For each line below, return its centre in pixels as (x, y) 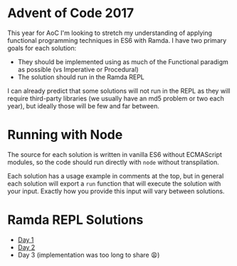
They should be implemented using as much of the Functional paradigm (123, 61)
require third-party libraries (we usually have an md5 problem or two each (116, 98)
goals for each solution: (42, 48)
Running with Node (65, 135)
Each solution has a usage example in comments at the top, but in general (116, 175)
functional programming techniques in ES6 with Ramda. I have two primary (117, 40)
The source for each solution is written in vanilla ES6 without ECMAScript (115, 154)
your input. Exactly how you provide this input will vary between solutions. (116, 191)
